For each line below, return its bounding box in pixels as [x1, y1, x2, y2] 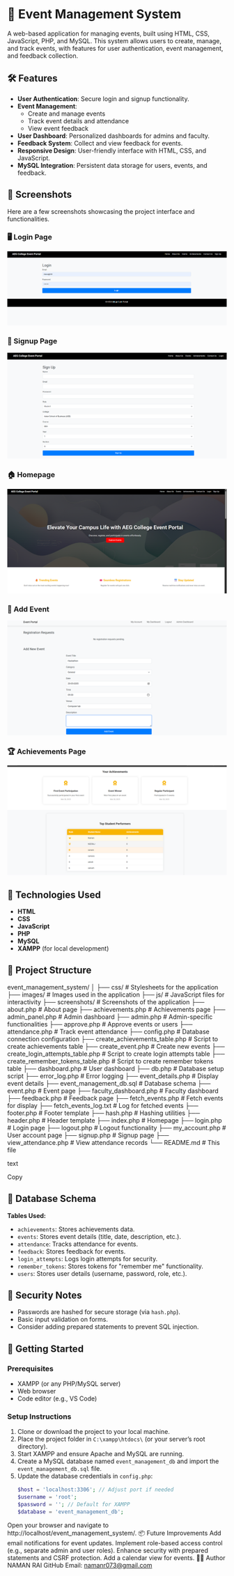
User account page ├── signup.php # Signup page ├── [7, 1131, 169, 1139]
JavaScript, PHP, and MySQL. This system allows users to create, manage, [7, 36, 221, 45]
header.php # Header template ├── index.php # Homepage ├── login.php [7, 1116, 222, 1124]
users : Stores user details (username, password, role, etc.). [17, 1269, 187, 1277]
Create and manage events [27, 109, 106, 118]
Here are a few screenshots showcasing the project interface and [7, 207, 195, 215]
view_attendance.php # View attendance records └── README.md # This [7, 1138, 221, 1146]
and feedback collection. [7, 52, 79, 60]
